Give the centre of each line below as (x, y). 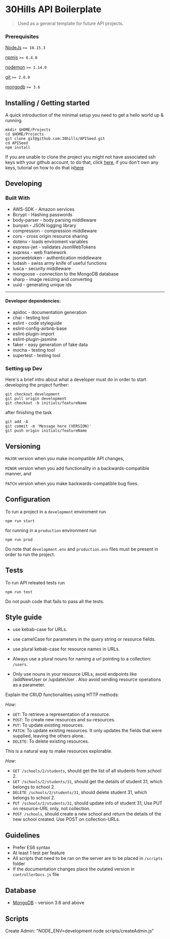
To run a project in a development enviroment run (56, 511)
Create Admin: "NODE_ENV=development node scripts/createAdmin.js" (80, 931)
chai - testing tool (31, 318)
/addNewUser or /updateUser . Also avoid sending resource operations (87, 680)
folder (19, 864)
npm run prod (19, 540)
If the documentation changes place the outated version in (74, 869)
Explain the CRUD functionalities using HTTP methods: (62, 695)
